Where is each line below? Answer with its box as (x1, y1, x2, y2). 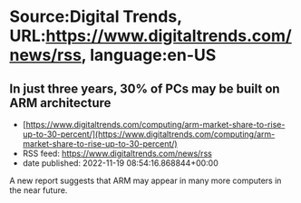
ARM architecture (9, 95, 112, 111)
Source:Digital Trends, (9, 6, 182, 27)
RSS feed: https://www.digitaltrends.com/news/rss (22, 148, 213, 159)
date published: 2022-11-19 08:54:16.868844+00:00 (22, 158, 219, 169)
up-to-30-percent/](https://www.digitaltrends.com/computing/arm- (22, 129, 276, 140)
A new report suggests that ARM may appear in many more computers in (9, 175, 282, 186)
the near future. (9, 185, 68, 196)
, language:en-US (81, 45, 217, 65)
